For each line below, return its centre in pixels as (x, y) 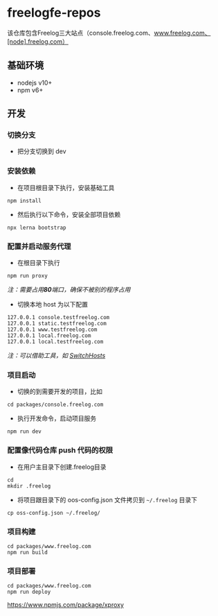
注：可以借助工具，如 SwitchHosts (56, 356)
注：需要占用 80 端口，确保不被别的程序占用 (69, 290)
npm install (24, 200)
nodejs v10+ (35, 83)
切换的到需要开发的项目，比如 (60, 392)
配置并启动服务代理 (39, 246)
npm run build (28, 552)
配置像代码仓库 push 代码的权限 (60, 450)
